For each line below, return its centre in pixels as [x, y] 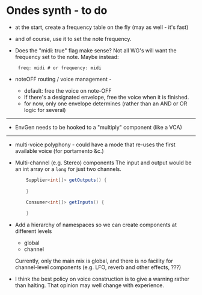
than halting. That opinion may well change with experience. [89, 285]
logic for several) [45, 110]
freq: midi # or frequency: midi [60, 68]
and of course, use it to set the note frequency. [73, 39]
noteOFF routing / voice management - [63, 79]
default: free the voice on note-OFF [68, 90]
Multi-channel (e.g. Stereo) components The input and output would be [103, 163]
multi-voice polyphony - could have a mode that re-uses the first [95, 144]
